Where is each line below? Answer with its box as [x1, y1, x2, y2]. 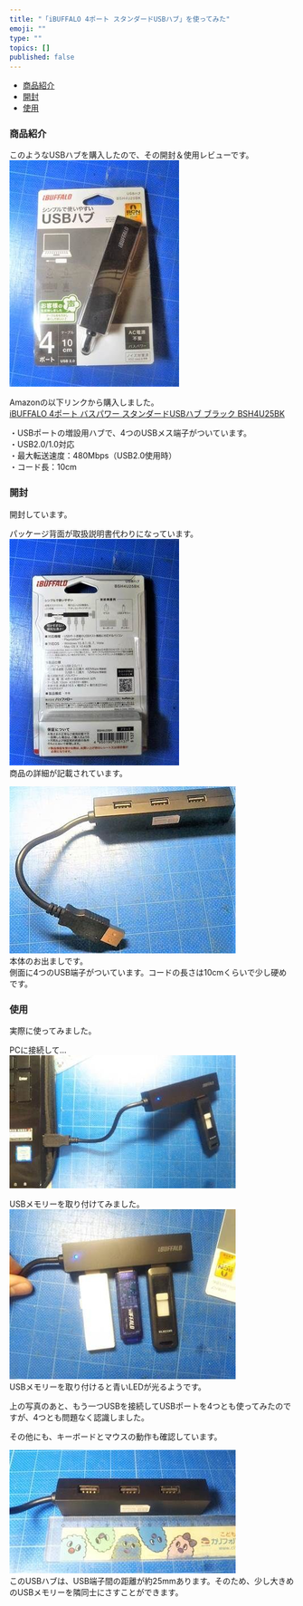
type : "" [9, 34, 43, 43]
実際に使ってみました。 [9, 1025, 97, 1036]
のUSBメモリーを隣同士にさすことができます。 [9, 1587, 184, 1598]
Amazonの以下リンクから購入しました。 [9, 397, 159, 408]
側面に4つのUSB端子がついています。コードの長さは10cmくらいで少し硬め [9, 966, 288, 977]
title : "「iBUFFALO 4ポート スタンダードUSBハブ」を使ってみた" [9, 14, 231, 24]
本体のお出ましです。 [9, 956, 89, 966]
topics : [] [9, 43, 51, 53]
